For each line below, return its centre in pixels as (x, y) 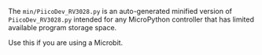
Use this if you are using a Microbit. (66, 43)
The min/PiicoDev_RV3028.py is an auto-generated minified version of (120, 11)
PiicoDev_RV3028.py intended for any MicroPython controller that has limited (131, 19)
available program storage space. (63, 27)
